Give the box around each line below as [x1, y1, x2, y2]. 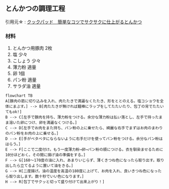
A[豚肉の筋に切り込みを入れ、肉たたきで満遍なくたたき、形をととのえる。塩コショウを [5, 99, 160, 104]
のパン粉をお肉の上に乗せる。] [5, 131, 59, 136]
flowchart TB [5, 93, 33, 98]
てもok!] [5, 109, 22, 115]
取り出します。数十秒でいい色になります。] [9, 174, 85, 179]
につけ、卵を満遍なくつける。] [24, 120, 77, 125]
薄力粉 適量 [12, 64, 36, 70]
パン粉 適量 [12, 77, 37, 83]
